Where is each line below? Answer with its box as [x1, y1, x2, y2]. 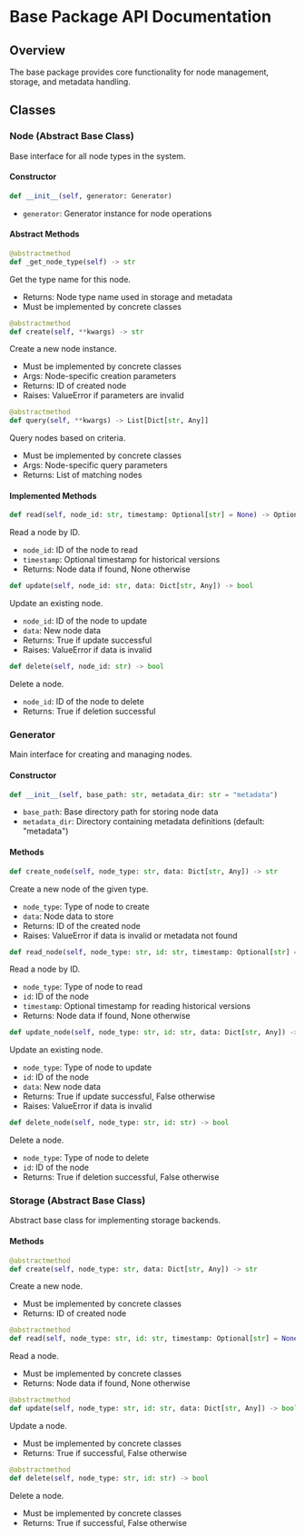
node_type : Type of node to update [22, 1062, 152, 1073]
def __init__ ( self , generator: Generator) [9, 191, 172, 201]
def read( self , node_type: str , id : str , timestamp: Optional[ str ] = [9, 1334, 279, 1343]
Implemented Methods [9, 490, 97, 501]
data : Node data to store [22, 911, 114, 922]
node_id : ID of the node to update [22, 615, 148, 626]
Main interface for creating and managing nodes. [9, 749, 192, 760]
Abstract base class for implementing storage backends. [9, 1215, 221, 1226]
